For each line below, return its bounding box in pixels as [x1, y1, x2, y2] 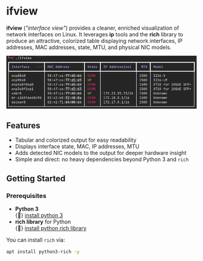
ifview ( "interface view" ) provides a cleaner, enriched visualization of [6, 24, 179, 31]
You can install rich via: [6, 236, 65, 243]
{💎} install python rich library [14, 225, 86, 232]
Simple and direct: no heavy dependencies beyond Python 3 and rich [14, 156, 189, 163]
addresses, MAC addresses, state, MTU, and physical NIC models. [6, 44, 172, 51]
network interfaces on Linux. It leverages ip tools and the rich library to [6, 30, 183, 38]
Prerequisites [6, 191, 47, 200]
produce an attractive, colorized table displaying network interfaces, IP [6, 37, 183, 44]
